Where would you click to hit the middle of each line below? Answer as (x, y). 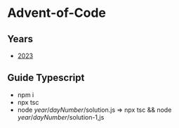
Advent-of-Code (57, 13)
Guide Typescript (46, 78)
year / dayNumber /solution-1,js (61, 117)
